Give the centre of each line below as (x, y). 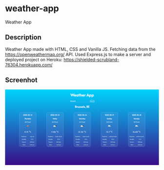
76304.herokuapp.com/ (29, 64)
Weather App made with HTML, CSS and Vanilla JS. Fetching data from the (80, 49)
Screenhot (21, 80)
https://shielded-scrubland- (91, 60)
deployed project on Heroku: (34, 60)
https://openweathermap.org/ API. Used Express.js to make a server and (78, 54)
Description (23, 37)
